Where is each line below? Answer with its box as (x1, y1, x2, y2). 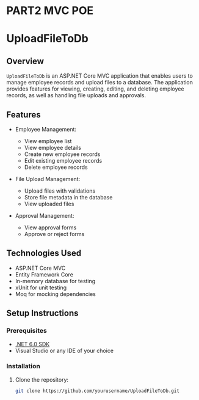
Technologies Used (6, 248, 81, 259)
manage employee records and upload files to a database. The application (6, 79, 194, 86)
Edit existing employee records (24, 157, 103, 164)
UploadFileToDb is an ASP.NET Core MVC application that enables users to (6, 72, 194, 80)
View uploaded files (24, 200, 74, 207)
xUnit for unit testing (15, 284, 67, 291)
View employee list (24, 138, 72, 144)
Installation (6, 362, 41, 371)
